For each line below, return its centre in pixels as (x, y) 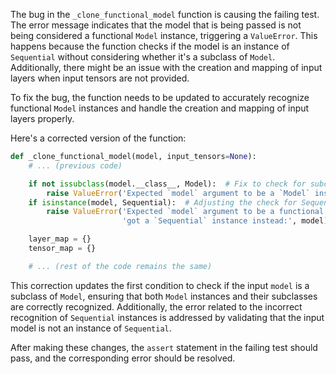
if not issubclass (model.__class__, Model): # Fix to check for (167, 184)
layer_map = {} (60, 239)
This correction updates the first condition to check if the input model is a (160, 285)
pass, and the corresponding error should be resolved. (123, 358)
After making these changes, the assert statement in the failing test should (164, 347)
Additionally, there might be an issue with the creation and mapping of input (166, 67)
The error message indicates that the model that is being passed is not (156, 25)
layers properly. (42, 118)
